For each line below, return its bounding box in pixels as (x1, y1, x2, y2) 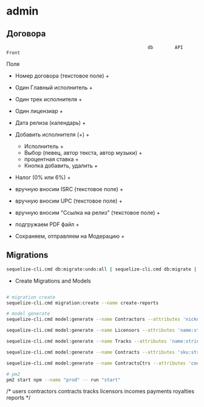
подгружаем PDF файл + (15, 221, 80, 228)
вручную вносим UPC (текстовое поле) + (15, 197, 123, 204)
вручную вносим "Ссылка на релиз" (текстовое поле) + (15, 209, 161, 216)
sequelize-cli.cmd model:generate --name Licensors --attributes (6, 328, 175, 334)
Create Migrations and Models (15, 277, 91, 284)
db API (148, 44, 183, 50)
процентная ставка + (24, 156, 79, 163)
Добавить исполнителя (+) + (15, 131, 90, 138)
